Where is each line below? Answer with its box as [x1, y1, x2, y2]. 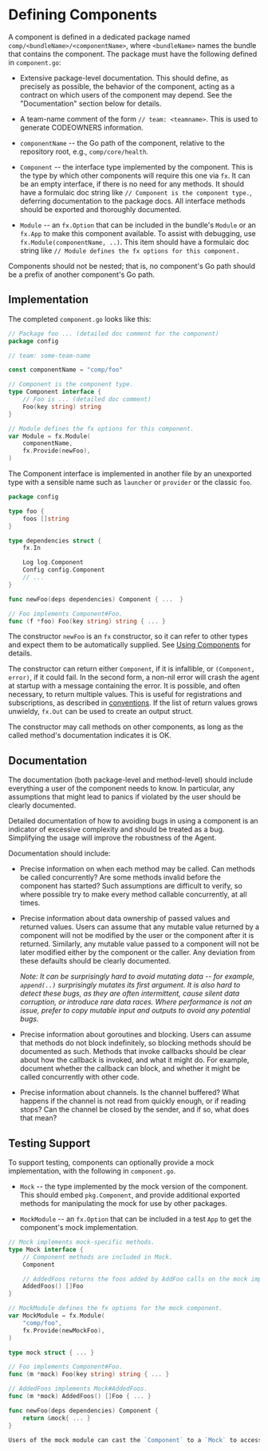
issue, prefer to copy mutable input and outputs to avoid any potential [19, 1006, 250, 1016]
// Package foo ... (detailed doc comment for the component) [8, 330, 219, 338]
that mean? [19, 1113, 57, 1123]
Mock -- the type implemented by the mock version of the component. [19, 1182, 249, 1191]
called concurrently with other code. [19, 1072, 140, 1082]
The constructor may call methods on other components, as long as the [8, 722, 243, 732]
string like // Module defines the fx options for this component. [19, 246, 240, 255]
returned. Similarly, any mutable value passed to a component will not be [19, 939, 259, 949]
